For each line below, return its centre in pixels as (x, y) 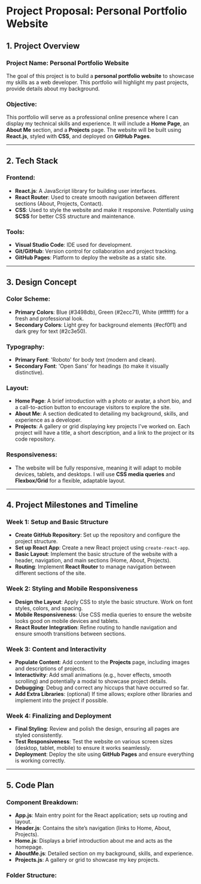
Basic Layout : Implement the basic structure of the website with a (96, 554)
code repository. (35, 439)
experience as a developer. (48, 420)
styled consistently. (39, 735)
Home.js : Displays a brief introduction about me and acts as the (93, 841)
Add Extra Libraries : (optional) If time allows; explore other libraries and (103, 694)
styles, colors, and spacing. (49, 608)
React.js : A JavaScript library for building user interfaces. (86, 190)
